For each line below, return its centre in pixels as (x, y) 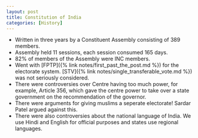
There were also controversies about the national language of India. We (103, 116)
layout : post (22, 12)
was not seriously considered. (52, 78)
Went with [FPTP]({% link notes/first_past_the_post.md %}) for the (97, 65)
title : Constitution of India (44, 17)
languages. (29, 128)
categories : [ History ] (34, 23)
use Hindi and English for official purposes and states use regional (96, 122)
